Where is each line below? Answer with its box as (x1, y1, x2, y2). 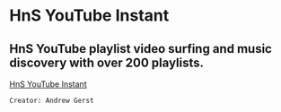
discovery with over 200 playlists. (9, 55, 205, 70)
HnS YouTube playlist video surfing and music (9, 41, 272, 56)
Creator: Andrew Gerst (9, 96, 94, 105)
